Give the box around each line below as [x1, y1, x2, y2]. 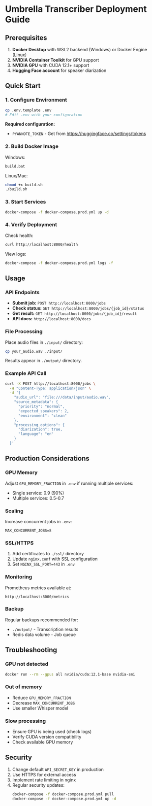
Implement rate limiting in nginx [12, 777, 76, 783]
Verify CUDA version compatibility [12, 734, 82, 740]
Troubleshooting [5, 646, 58, 654]
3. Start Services [5, 199, 46, 205]
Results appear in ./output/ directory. [5, 358, 82, 364]
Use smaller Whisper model [12, 705, 68, 711]
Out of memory [5, 683, 42, 690]
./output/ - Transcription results [12, 626, 79, 632]
